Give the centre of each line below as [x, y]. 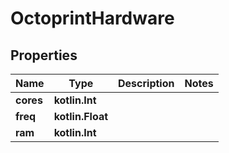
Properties [44, 55]
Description [146, 83]
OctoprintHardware [92, 18]
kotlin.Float [81, 116]
